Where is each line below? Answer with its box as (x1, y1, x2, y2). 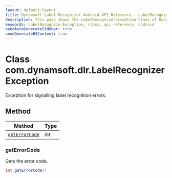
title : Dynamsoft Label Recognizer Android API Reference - (5, 12, 137, 17)
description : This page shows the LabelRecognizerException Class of (5, 17, 157, 22)
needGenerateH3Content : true (5, 31, 68, 36)
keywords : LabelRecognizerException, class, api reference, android (5, 22, 155, 27)
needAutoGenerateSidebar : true (5, 27, 72, 32)
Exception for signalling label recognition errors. (5, 92, 106, 98)
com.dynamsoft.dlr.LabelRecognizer (5, 65, 165, 76)
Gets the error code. (5, 158, 48, 164)
